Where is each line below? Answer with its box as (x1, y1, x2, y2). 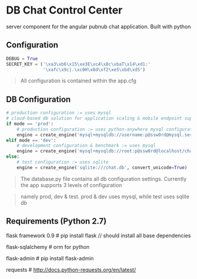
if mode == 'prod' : (6, 121, 54, 127)
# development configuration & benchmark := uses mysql (16, 142, 157, 149)
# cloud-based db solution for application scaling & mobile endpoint (6, 115, 182, 121)
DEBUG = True (6, 55, 38, 62)
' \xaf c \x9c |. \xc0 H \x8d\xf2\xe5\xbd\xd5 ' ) (43, 67, 145, 72)
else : (6, 154, 19, 160)
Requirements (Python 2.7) (6, 216, 107, 227)
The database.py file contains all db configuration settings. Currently (20, 175, 186, 182)
